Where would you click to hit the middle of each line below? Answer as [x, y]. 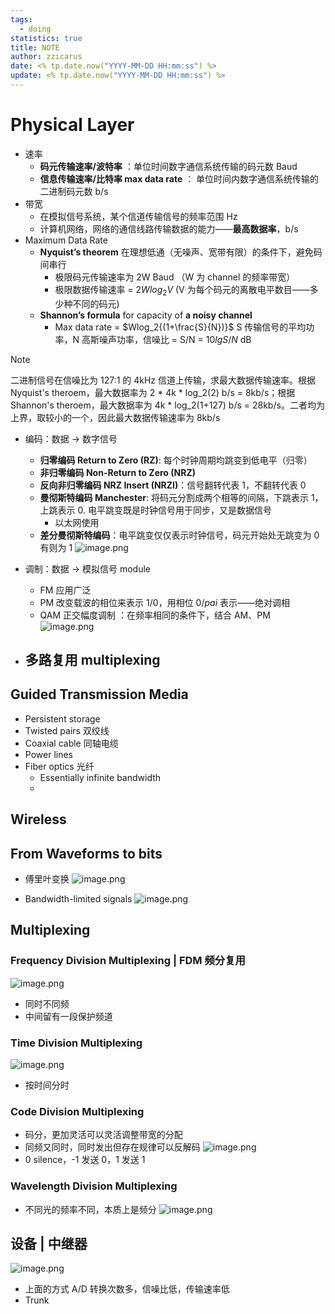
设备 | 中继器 [49, 1243]
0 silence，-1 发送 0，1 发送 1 [85, 1160]
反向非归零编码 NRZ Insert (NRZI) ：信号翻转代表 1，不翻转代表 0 [173, 485]
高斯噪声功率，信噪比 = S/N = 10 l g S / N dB [166, 339]
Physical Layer [72, 125]
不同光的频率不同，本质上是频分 [90, 1209]
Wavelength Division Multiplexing [94, 1186]
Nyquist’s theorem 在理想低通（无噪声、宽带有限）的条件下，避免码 [181, 252]
